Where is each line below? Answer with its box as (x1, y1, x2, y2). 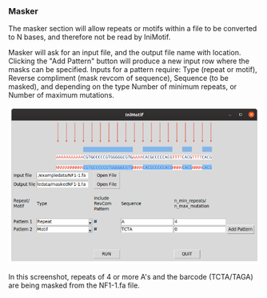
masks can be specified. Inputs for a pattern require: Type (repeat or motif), (8, 65, 257, 74)
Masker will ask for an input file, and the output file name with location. (8, 48, 241, 58)
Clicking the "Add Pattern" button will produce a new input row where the (8, 56, 250, 66)
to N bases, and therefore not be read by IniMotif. (8, 32, 171, 42)
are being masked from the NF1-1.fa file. (8, 280, 140, 290)
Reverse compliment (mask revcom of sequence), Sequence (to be (8, 74, 229, 83)
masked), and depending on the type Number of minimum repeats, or (8, 82, 237, 91)
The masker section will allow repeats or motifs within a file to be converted (8, 24, 257, 34)
